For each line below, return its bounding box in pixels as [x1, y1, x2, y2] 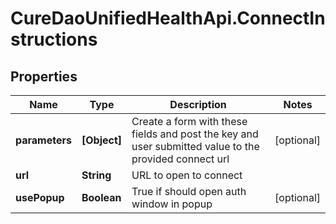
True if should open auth [131, 185, 247, 198]
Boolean [81, 191, 122, 204]
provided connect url [131, 152, 230, 166]
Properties [10, 68, 78, 85]
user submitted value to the [131, 140, 260, 153]
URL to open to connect [131, 168, 243, 182]
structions [10, 28, 98, 51]
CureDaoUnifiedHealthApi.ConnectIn [10, 7, 326, 30]
